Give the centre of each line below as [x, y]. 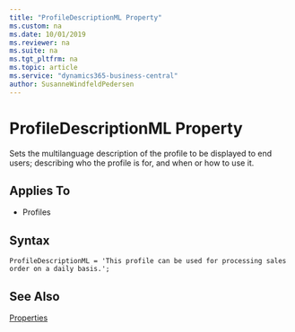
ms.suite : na [34, 51]
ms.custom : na [36, 26]
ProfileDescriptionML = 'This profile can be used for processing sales [148, 261]
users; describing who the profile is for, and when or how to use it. [132, 163]
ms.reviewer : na [39, 43]
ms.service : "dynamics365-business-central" [94, 76]
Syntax [30, 240]
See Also [35, 296]
